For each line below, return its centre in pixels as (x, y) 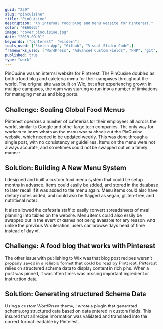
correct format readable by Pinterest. (42, 321)
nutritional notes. (22, 200)
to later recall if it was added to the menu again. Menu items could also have (81, 190)
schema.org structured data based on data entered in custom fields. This (78, 311)
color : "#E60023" (23, 28)
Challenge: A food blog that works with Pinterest (80, 246)
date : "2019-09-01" (25, 37)
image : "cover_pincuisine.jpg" (37, 32)
